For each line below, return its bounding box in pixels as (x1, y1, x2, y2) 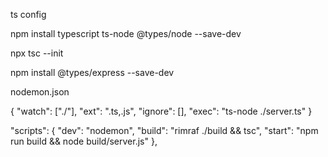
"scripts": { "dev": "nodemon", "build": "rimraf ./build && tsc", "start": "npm (10, 125, 319, 136)
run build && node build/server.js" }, (10, 135, 158, 147)
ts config (10, 9, 47, 20)
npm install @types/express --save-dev (10, 67, 175, 78)
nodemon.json (10, 86, 70, 98)
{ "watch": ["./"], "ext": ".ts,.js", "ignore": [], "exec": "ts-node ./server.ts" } (10, 105, 313, 117)
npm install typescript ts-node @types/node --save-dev (10, 28, 242, 39)
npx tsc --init (10, 47, 64, 59)
